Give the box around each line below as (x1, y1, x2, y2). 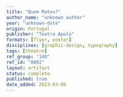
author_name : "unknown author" (6, 14, 85, 20)
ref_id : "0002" (6, 59, 45, 65)
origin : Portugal (6, 25, 50, 32)
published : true (6, 76, 47, 82)
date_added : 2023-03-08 (6, 82, 67, 88)
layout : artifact (6, 64, 50, 71)
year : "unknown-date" (6, 20, 61, 26)
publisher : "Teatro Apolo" (6, 31, 75, 37)
